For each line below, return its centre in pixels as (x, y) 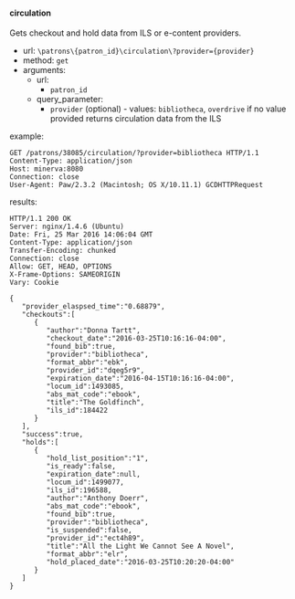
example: (26, 136)
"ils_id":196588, (79, 490)
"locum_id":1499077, (85, 483)
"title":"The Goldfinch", (95, 403)
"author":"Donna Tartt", (94, 331)
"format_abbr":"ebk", (87, 363)
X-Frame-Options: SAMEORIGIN (65, 275)
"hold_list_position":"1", (97, 458)
